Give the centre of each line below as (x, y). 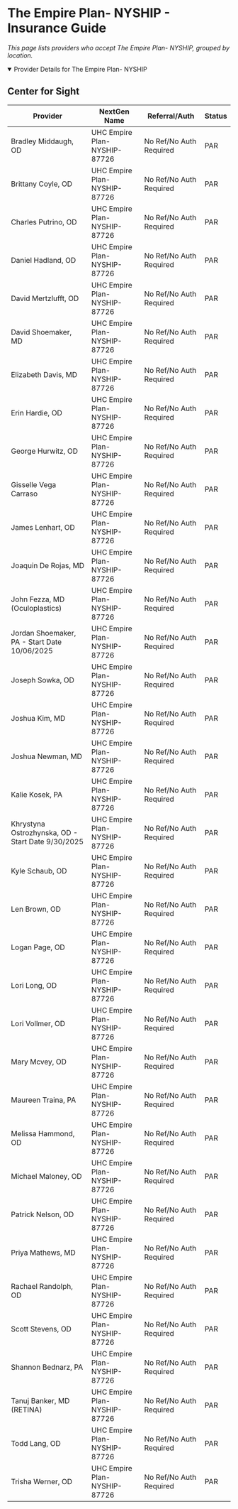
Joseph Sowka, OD (42, 680)
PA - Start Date (36, 642)
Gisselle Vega (34, 484)
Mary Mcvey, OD (39, 1062)
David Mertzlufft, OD (45, 298)
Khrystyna (28, 824)
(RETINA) (27, 1410)
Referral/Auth (171, 116)
